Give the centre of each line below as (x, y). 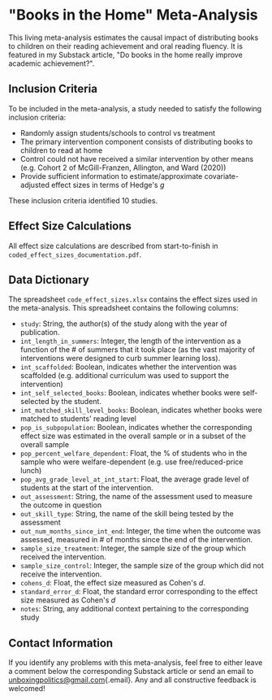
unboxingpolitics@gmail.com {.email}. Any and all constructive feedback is (133, 680)
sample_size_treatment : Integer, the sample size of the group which (133, 548)
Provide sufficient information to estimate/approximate (111, 176)
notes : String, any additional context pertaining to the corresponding (134, 609)
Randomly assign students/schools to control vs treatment (118, 133)
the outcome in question (61, 505)
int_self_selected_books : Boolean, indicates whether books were (130, 393)
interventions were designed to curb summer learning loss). (120, 359)
